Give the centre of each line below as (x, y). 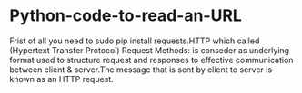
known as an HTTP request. (61, 79)
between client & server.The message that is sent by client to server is (141, 70)
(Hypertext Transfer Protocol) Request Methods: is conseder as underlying (149, 50)
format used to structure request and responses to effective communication (151, 60)
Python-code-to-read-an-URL (126, 16)
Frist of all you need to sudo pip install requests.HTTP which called (135, 41)
